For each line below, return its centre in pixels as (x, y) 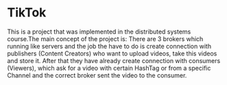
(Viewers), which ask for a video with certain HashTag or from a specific (109, 68)
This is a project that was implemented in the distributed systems (99, 32)
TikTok (27, 13)
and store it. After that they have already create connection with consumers (114, 60)
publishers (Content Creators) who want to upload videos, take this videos (112, 53)
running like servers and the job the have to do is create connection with (109, 46)
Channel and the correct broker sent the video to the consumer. (97, 75)
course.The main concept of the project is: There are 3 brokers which (105, 38)
